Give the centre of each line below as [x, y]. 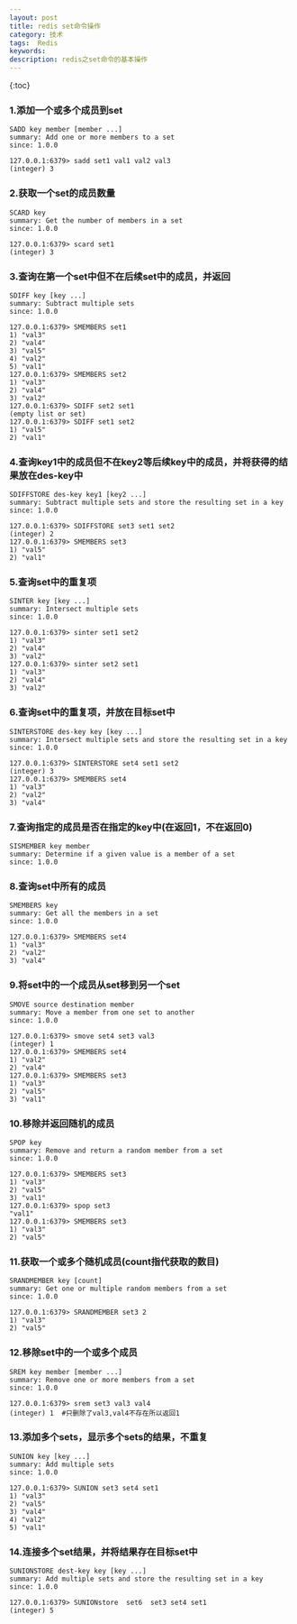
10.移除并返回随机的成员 [62, 1124]
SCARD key [28, 213]
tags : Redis [34, 43]
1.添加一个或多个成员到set [66, 110]
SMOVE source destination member [72, 1005]
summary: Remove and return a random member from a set [116, 1151]
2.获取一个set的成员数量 [62, 193]
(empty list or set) [48, 414]
